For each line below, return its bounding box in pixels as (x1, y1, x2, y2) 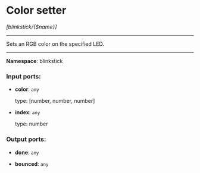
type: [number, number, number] (14, 97, 95, 105)
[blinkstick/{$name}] (6, 23, 57, 30)
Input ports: (6, 72, 41, 80)
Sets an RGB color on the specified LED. (6, 40, 105, 48)
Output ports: (6, 135, 46, 143)
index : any (14, 109, 40, 116)
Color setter (6, 4, 67, 17)
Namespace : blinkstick (6, 57, 63, 64)
